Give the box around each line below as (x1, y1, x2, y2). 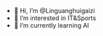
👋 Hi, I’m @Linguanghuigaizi (13, 7, 95, 15)
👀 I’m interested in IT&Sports (13, 14, 97, 22)
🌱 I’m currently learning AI (13, 21, 90, 29)
